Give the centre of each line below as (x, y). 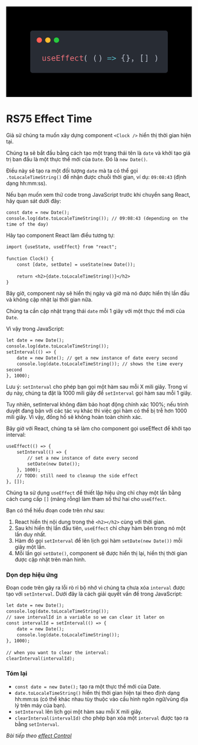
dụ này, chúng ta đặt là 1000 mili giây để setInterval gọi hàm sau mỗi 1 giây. (99, 393)
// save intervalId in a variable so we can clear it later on (85, 617)
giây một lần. (30, 546)
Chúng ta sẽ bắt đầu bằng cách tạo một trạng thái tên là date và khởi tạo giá (98, 153)
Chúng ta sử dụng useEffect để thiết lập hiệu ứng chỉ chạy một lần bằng (94, 492)
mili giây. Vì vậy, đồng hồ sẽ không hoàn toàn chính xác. (74, 417)
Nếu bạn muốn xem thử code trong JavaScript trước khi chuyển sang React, (98, 194)
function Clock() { (30, 258)
